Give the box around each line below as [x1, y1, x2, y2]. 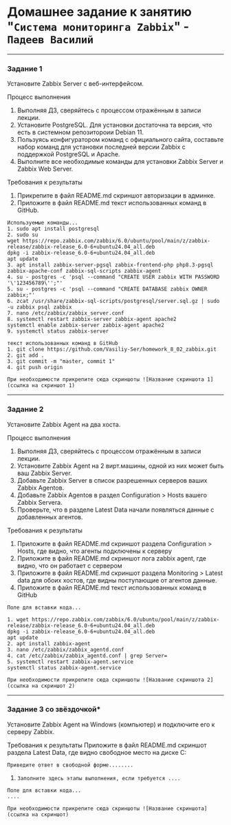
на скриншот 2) [32, 682, 76, 689]
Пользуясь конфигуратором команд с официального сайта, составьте [16, 136, 224, 144]
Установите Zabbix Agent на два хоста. [7, 420, 121, 428]
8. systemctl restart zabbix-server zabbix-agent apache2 [7, 316, 177, 323]
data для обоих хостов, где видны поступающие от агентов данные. [16, 576, 218, 584]
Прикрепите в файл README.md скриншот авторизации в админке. [16, 191, 216, 200]
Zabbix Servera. [16, 498, 63, 506]
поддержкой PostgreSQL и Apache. [16, 150, 120, 158]
